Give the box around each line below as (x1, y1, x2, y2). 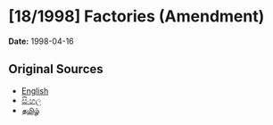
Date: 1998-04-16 (8, 36, 75, 46)
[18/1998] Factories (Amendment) (8, 6, 265, 27)
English (21, 85, 49, 96)
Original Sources (8, 62, 103, 77)
